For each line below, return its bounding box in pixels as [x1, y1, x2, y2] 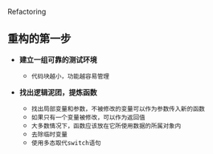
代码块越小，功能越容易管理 [31, 72, 110, 80]
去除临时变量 [31, 130, 68, 139]
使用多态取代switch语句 [31, 139, 101, 147]
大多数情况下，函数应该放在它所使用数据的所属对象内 [31, 122, 182, 130]
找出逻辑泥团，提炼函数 [18, 87, 97, 97]
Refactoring [7, 7, 47, 16]
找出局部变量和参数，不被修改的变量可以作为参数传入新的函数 [31, 104, 206, 113]
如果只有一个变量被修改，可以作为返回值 [31, 113, 145, 121]
